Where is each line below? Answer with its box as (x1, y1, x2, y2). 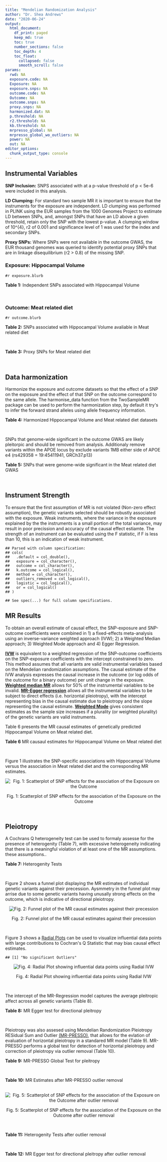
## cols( (5, 550, 23, 555)
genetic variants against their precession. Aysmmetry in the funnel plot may (5, 885, 161, 892)
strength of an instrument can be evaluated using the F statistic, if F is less (5, 531, 158, 537)
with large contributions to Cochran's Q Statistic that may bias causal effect (5, 940, 161, 946)
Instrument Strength (5, 491, 70, 500)
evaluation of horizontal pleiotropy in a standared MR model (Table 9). (5, 1037, 149, 1044)
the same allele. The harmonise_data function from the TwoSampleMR (5, 397, 150, 403)
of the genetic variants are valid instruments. (5, 714, 97, 720)
